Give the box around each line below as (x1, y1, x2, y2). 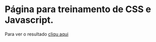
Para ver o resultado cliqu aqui (5, 31, 69, 37)
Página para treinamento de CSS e (5, 4, 151, 15)
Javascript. (5, 14, 54, 26)
